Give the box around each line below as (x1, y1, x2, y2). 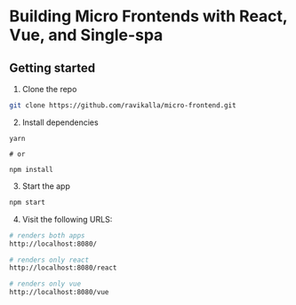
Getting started (9, 60, 96, 75)
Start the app (21, 180, 71, 192)
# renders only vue (9, 279, 82, 289)
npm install (9, 165, 53, 174)
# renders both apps (9, 231, 86, 240)
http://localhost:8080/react (9, 263, 117, 272)
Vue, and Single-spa (9, 25, 164, 45)
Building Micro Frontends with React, (9, 6, 288, 27)
